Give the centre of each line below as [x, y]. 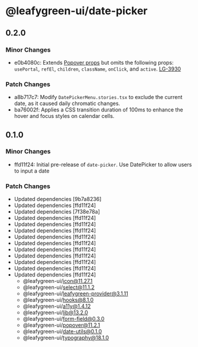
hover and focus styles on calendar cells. [64, 116]
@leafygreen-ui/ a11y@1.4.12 [57, 306]
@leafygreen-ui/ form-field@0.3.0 [64, 319]
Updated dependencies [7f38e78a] [57, 212]
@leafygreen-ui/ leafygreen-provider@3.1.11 [75, 294]
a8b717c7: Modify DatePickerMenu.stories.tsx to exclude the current [98, 97]
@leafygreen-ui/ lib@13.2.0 [55, 313]
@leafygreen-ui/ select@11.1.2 [59, 287]
